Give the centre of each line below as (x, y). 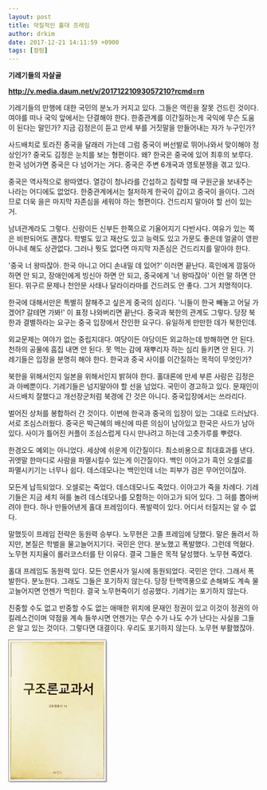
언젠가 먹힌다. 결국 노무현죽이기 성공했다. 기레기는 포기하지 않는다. (145, 591)
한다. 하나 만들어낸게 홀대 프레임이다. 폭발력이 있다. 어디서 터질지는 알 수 (135, 507)
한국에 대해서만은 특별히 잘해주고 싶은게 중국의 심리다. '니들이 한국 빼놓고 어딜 (130, 303)
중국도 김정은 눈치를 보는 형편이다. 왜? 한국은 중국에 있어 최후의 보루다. (143, 155)
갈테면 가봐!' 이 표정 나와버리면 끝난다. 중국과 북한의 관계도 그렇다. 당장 (137, 312)
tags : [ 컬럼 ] (28, 51)
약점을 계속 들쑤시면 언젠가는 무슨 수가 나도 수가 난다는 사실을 (145, 618)
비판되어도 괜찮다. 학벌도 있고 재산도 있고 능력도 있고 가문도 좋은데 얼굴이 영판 (137, 239)
